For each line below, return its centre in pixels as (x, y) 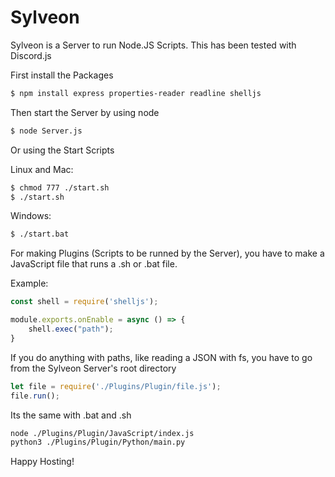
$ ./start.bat (40, 234)
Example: (29, 283)
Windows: (31, 216)
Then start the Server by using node (85, 112)
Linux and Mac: (42, 169)
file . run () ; (35, 396)
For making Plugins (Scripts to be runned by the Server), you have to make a (167, 253)
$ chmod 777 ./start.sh (60, 187)
